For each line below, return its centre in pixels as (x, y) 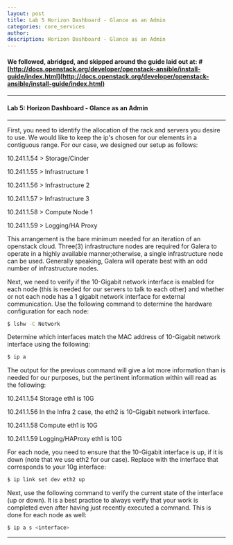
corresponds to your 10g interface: (57, 467)
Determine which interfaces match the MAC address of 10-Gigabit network (114, 337)
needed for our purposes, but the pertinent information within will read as (112, 378)
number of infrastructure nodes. (53, 268)
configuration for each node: (48, 311)
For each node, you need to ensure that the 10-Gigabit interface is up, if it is (115, 452)
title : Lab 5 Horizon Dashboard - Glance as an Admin (87, 20)
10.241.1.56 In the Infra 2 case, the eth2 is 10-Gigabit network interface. (109, 412)
